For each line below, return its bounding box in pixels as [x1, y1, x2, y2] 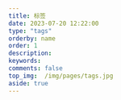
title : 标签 [8, 11, 46, 20]
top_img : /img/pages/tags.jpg [8, 72, 114, 80]
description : [8, 49, 52, 57]
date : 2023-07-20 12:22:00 [8, 19, 99, 27]
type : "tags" [8, 27, 52, 35]
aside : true [8, 79, 48, 87]
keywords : [8, 57, 42, 65]
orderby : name [8, 34, 56, 43]
